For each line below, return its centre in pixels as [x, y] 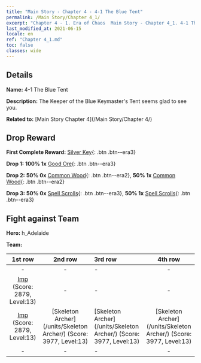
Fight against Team [43, 218]
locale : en [20, 34]
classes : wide [24, 51]
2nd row [65, 259]
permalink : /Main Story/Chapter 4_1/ [53, 17]
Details [19, 75]
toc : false [20, 46]
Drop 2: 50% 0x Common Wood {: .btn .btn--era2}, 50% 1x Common [91, 176]
